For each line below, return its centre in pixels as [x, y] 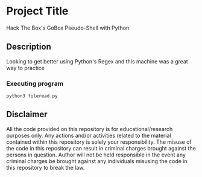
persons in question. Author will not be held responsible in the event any [96, 155]
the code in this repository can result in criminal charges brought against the [101, 148]
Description [29, 47]
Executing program [35, 83]
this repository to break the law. [46, 167]
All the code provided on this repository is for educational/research [90, 129]
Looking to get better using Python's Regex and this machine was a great [97, 61]
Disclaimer [27, 114]
